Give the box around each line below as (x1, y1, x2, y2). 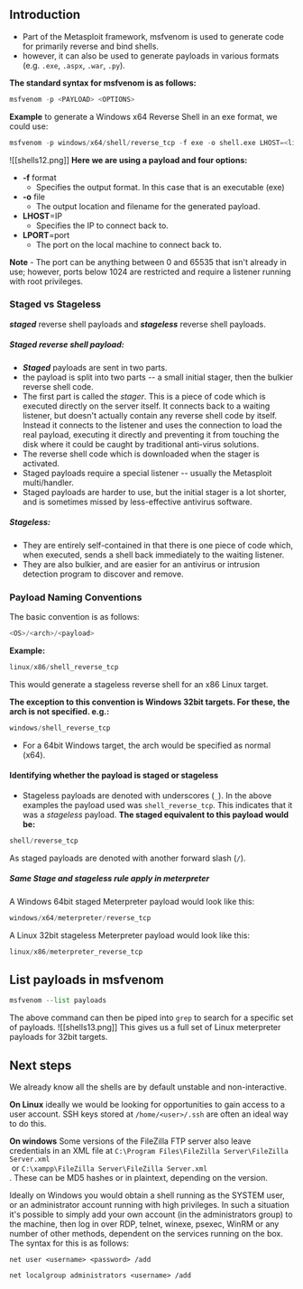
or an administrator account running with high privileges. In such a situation (9, 1200, 290, 1211)
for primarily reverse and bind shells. (22, 41, 160, 51)
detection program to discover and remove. (22, 568, 184, 579)
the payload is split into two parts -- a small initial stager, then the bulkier (22, 372, 293, 382)
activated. (22, 457, 60, 468)
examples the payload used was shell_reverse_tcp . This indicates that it (22, 799, 293, 810)
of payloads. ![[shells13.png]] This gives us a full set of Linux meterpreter (9, 1022, 281, 1033)
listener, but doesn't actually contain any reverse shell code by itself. (22, 410, 278, 420)
